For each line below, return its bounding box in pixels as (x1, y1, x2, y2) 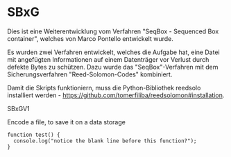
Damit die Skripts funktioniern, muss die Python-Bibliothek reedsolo (7, 83, 201, 92)
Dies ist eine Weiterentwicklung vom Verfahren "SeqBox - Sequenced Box (7, 27, 219, 35)
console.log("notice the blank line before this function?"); (13, 137, 197, 144)
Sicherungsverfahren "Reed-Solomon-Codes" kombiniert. (7, 70, 173, 78)
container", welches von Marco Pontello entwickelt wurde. (7, 34, 173, 42)
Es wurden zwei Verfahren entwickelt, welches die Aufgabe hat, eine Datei (7, 48, 220, 56)
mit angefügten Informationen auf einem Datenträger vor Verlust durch (7, 55, 209, 63)
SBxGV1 (7, 104, 30, 113)
